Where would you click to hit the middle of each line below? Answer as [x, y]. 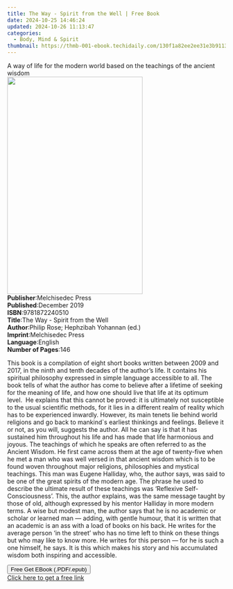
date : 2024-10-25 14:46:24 [46, 20]
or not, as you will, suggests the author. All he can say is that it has [102, 429]
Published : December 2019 [46, 305]
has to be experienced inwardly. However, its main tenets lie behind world [112, 415]
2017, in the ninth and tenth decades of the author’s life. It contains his [107, 370]
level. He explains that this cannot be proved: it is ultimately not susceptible [115, 400]
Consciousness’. [31, 496]
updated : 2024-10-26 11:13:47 [51, 26]
